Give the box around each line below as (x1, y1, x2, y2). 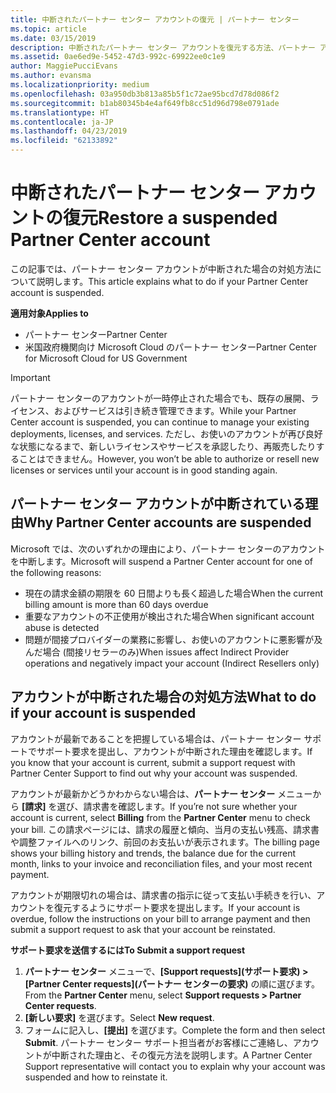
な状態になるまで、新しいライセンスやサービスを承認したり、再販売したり (10, 440, 317, 452)
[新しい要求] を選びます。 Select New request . (24, 1011, 215, 1023)
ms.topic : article (10, 24, 87, 34)
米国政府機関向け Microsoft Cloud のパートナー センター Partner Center (24, 341, 318, 353)
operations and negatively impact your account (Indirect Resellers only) (24, 657, 320, 669)
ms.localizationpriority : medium (10, 80, 150, 90)
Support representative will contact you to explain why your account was (24, 1060, 326, 1072)
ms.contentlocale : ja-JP (10, 117, 114, 127)
